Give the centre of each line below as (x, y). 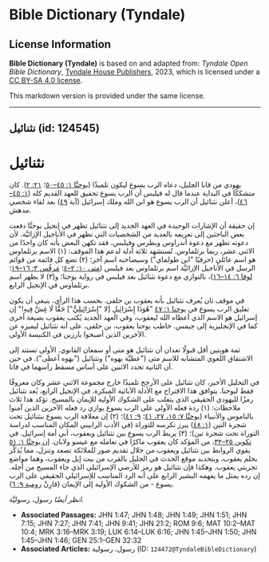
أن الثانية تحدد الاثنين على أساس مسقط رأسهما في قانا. (91, 367)
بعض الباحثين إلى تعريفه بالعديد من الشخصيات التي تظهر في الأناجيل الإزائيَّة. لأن (127, 234)
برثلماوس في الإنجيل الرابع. (49, 285)
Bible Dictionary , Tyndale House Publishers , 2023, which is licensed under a (134, 72)
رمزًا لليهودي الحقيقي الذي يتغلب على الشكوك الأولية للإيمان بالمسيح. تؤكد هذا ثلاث (131, 399)
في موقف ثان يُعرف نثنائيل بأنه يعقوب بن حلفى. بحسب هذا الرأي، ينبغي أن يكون (127, 300)
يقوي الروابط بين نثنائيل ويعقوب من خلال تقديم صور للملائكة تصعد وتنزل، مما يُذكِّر (130, 450)
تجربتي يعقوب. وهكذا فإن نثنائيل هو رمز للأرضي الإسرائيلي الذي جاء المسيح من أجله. (133, 467)
